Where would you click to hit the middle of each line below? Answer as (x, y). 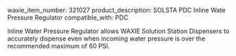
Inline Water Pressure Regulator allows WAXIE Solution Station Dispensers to (118, 31)
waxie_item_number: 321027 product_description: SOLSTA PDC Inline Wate (117, 10)
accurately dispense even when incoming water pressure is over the (106, 38)
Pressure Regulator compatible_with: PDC (68, 17)
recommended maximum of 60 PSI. (59, 46)
